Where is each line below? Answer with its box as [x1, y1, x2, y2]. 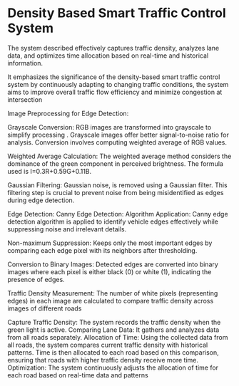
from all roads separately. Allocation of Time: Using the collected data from [7, 333, 228, 341]
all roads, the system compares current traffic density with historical [7, 340, 208, 349]
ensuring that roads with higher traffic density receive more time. [7, 355, 198, 364]
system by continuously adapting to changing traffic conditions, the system [7, 80, 229, 88]
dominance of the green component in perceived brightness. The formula [7, 159, 223, 168]
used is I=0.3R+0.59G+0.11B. [7, 167, 92, 175]
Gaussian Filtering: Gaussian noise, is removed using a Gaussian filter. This [7, 180, 228, 189]
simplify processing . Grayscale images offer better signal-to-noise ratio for [7, 130, 230, 139]
